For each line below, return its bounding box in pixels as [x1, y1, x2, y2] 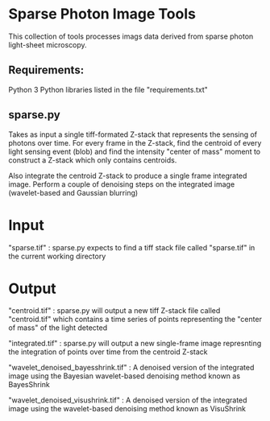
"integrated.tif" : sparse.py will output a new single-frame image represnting [8, 339, 262, 349]
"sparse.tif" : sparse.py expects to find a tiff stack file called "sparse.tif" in [8, 242, 255, 252]
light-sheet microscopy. [8, 39, 87, 49]
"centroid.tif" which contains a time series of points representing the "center [8, 315, 262, 324]
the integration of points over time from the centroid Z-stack [8, 347, 208, 357]
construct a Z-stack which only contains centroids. [8, 155, 177, 165]
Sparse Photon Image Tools [8, 5, 196, 23]
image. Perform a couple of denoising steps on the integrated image [8, 179, 235, 189]
